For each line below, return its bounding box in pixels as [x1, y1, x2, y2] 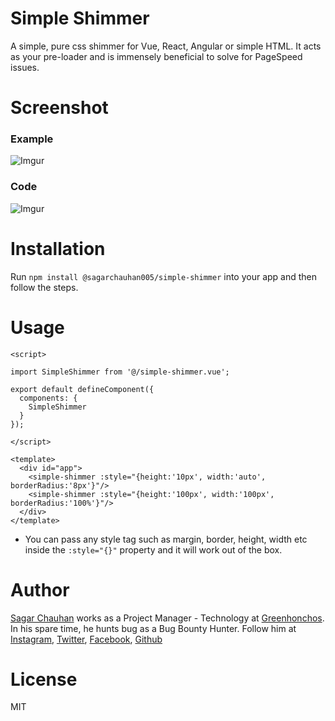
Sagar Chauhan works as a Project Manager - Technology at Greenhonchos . [10, 612, 325, 624]
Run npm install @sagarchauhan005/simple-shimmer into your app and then [10, 270, 318, 282]
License [10, 668, 78, 691]
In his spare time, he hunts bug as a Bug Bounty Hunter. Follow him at [10, 622, 297, 634]
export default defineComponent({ [10, 384, 155, 394]
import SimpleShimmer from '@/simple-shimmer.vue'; [10, 367, 230, 377]
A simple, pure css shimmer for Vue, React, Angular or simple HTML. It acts [10, 40, 322, 52]
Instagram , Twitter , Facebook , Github [10, 633, 163, 645]
